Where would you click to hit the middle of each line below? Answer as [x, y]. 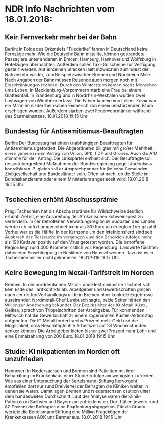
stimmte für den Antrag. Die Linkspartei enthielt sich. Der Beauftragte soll [78, 158]
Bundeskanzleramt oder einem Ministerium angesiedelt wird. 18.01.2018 [77, 179]
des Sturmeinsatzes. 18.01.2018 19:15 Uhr [46, 116]
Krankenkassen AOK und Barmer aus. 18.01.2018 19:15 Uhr [63, 417]
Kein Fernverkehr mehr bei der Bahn [61, 37]
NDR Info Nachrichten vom [60, 9]
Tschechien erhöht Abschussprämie [62, 199]
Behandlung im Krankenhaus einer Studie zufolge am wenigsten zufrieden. [80, 376]
